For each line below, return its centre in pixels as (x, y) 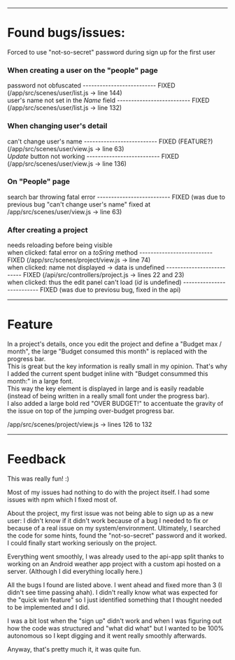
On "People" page (39, 181)
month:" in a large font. (40, 381)
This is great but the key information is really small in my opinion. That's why (117, 366)
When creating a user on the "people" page (83, 70)
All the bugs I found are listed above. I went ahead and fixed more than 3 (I (115, 585)
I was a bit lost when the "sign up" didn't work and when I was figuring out (115, 621)
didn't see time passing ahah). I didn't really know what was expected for (113, 592)
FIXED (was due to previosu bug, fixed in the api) (110, 290)
